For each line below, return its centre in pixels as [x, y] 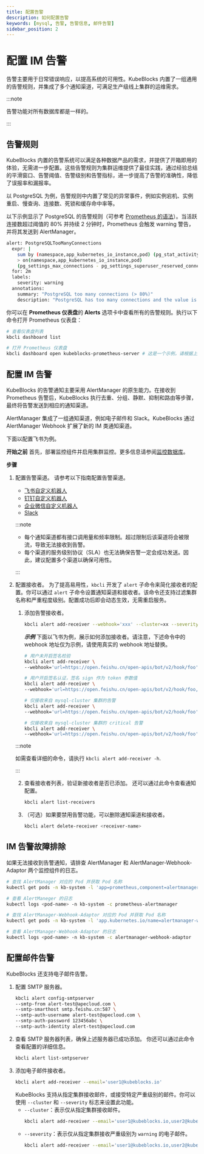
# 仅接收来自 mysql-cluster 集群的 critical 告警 [83, 723]
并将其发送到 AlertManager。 [43, 232]
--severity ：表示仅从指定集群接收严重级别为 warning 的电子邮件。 [107, 1133]
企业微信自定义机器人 [51, 506]
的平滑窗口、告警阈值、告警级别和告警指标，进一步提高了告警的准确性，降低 [102, 175]
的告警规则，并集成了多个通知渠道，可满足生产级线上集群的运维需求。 [94, 87]
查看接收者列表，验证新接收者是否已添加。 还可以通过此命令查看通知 [110, 783]
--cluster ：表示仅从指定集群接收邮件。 [74, 1110]
